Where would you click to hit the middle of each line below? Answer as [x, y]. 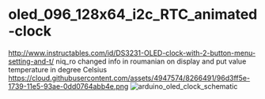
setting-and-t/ [31, 61]
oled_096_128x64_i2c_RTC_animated [133, 15]
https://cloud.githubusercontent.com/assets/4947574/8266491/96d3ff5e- [129, 78]
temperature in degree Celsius [58, 69]
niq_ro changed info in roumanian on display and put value [151, 61]
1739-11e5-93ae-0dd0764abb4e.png [68, 86]
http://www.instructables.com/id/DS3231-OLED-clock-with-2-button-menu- [132, 53]
